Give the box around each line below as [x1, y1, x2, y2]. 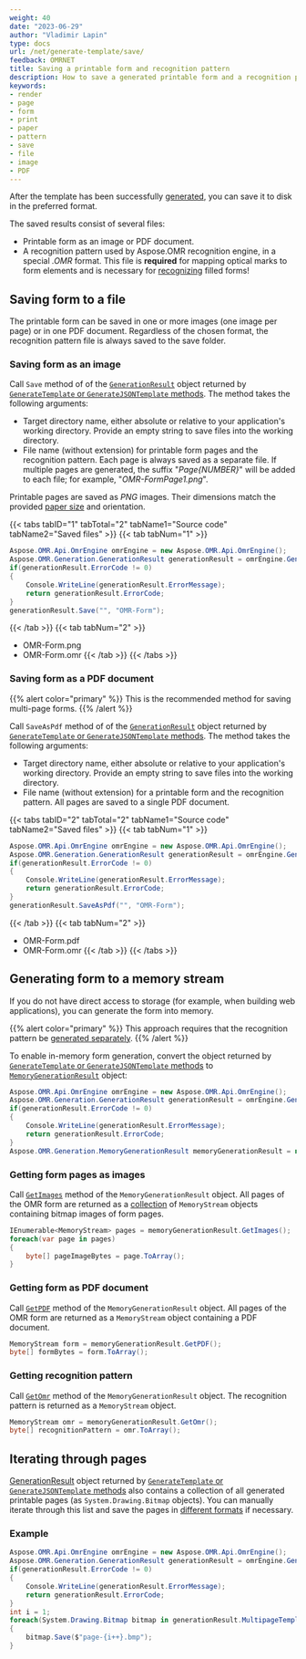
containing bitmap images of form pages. [9, 1208, 164, 1219]
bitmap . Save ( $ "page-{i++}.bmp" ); [25, 1633, 153, 1643]
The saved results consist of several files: [9, 218, 166, 229]
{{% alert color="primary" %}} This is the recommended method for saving [9, 693, 291, 704]
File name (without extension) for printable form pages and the [22, 444, 259, 456]
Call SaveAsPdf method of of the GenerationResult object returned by [9, 720, 267, 731]
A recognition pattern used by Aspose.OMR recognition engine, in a [22, 245, 276, 256]
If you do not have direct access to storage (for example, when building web [9, 996, 296, 1007]
